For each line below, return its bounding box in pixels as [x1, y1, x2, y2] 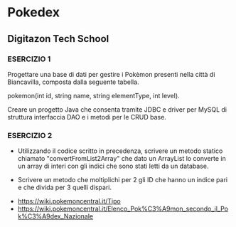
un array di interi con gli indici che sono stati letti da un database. [17, 162, 209, 171]
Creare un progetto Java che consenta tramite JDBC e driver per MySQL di [7, 105, 227, 114]
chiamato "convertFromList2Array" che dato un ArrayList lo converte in [17, 154, 226, 163]
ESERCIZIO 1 [7, 54, 51, 64]
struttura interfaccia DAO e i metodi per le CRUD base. [7, 112, 167, 121]
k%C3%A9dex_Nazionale [17, 212, 94, 221]
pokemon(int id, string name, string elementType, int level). [7, 91, 180, 100]
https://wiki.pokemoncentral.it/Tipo [17, 197, 121, 206]
